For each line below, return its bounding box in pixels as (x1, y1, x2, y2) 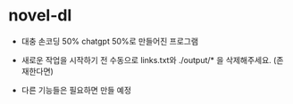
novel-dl (8, 5, 72, 26)
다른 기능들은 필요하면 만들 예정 (21, 84, 131, 95)
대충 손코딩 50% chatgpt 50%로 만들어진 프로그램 (21, 36, 198, 46)
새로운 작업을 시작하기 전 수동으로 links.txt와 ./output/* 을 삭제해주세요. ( (21, 54, 277, 65)
